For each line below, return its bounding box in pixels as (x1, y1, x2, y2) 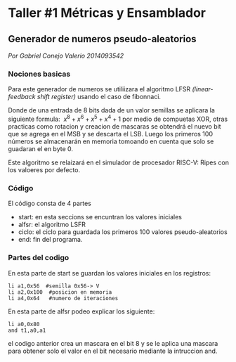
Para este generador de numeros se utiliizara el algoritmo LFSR (8, 85, 191, 93)
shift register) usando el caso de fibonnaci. (37, 93, 161, 101)
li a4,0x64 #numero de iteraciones (8, 295, 119, 302)
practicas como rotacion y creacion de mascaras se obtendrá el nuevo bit (8, 122, 221, 131)
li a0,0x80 (8, 321, 40, 328)
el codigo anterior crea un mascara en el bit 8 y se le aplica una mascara (8, 339, 218, 347)
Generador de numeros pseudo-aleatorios (8, 33, 197, 45)
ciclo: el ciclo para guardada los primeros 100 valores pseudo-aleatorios (18, 228, 228, 236)
